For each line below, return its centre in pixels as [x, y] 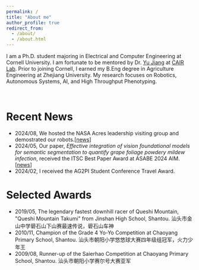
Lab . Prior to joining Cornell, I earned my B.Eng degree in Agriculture [90, 69]
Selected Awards [49, 195]
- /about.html [29, 39]
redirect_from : [25, 28]
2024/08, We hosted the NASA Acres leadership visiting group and [97, 133]
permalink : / [22, 12]
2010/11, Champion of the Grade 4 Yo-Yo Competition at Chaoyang [96, 233]
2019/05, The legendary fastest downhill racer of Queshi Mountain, [97, 211]
